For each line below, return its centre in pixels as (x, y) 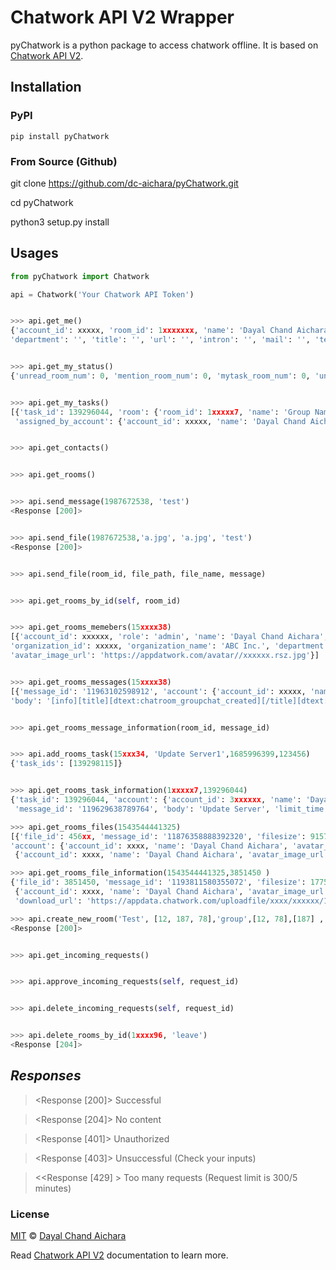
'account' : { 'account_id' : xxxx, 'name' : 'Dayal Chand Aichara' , (149, 846)
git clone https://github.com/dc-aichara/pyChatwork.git (124, 183)
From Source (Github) (64, 161)
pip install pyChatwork (60, 136)
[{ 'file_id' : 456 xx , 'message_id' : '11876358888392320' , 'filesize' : (158, 836)
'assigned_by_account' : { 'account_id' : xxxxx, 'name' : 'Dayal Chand (160, 421)
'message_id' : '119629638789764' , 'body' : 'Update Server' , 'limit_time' (171, 809)
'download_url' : (48, 901)
